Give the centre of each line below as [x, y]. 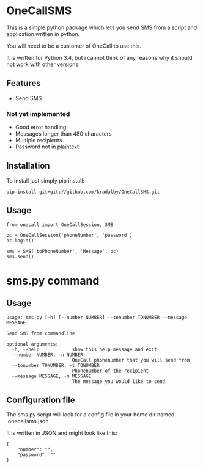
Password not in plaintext [47, 147]
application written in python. [43, 34]
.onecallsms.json [28, 421]
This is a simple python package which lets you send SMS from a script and [102, 27]
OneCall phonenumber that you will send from [131, 360]
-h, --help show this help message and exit [84, 349]
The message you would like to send [119, 381]
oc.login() [20, 241]
